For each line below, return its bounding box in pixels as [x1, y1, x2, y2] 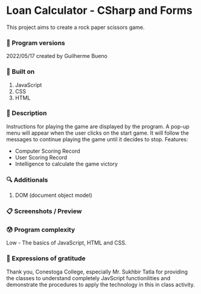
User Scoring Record [14, 153, 68, 161]
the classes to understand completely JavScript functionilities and [6, 274, 171, 281]
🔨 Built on [6, 68, 35, 76]
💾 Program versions [6, 39, 65, 47]
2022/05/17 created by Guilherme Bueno [6, 53, 107, 60]
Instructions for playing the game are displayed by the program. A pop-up [6, 123, 190, 130]
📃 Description [6, 109, 47, 118]
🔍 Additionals [6, 176, 48, 184]
